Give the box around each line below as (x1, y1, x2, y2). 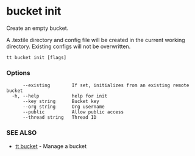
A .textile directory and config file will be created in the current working (6, 36, 185, 43)
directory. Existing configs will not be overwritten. (6, 43, 131, 50)
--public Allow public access (22, 109, 124, 115)
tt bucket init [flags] (6, 54, 67, 60)
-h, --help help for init (12, 93, 108, 99)
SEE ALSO (6, 129, 37, 137)
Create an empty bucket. (6, 24, 69, 32)
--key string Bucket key (22, 99, 99, 105)
